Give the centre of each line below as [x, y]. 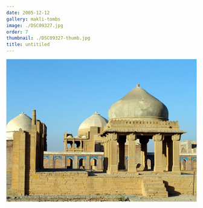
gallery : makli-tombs [34, 19]
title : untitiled [28, 45]
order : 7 [17, 32]
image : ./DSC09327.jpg [35, 25]
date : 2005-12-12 [28, 13]
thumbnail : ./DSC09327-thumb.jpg [48, 38]
